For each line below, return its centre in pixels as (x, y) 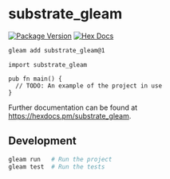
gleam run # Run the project (60, 159)
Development (43, 141)
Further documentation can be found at (73, 107)
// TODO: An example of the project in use (89, 86)
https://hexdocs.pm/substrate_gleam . (70, 115)
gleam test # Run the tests (57, 167)
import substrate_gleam (48, 64)
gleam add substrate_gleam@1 (57, 50)
